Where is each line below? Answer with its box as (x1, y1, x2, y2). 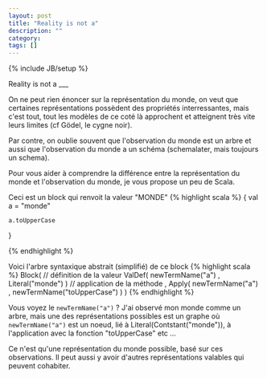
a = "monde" (8, 201, 51, 211)
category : (8, 34, 42, 43)
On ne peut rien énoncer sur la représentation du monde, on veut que (8, 95, 239, 104)
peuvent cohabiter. (8, 361, 71, 371)
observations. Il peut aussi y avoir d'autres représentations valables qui (8, 352, 244, 362)
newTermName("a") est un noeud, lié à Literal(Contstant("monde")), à (8, 320, 232, 330)
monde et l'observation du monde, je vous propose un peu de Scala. (8, 177, 236, 187)
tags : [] (8, 42, 38, 50)
